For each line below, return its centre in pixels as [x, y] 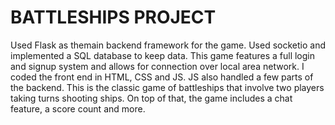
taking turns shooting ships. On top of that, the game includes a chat [151, 98]
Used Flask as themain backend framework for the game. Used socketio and [168, 45]
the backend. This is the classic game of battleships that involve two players [167, 87]
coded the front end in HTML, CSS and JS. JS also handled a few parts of [162, 77]
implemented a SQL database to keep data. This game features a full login [162, 55]
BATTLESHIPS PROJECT [113, 17]
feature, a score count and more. [78, 108]
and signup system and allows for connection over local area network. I [157, 66]
